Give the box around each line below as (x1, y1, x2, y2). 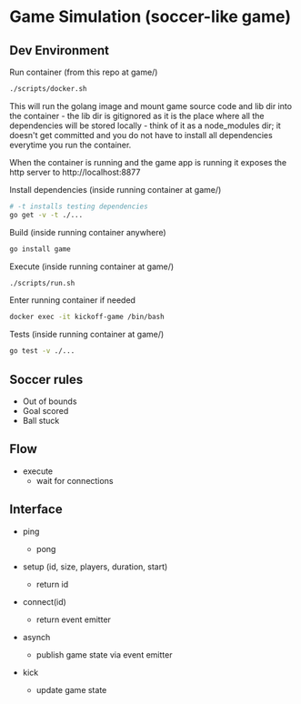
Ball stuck (22, 415, 60, 426)
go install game (9, 244, 71, 254)
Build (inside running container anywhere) (9, 226, 166, 237)
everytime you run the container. (9, 139, 132, 150)
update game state (35, 684, 107, 695)
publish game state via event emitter (35, 649, 173, 660)
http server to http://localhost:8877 (9, 166, 141, 177)
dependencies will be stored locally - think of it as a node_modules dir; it (9, 120, 282, 131)
